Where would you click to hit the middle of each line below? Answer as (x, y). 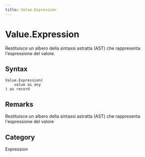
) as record (17, 89)
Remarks (19, 104)
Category (20, 137)
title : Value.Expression (31, 10)
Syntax (16, 69)
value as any (28, 85)
